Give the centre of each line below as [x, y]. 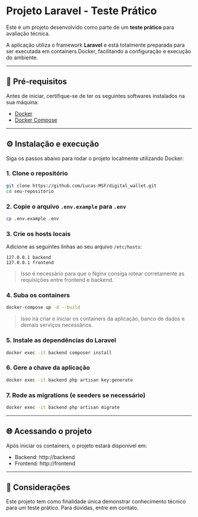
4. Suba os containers [38, 295]
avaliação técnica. [28, 33]
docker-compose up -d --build [43, 308]
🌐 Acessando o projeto [49, 432]
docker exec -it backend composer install [59, 353]
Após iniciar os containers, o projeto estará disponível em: [77, 446]
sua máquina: [22, 102]
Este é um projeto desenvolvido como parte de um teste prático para [90, 27]
